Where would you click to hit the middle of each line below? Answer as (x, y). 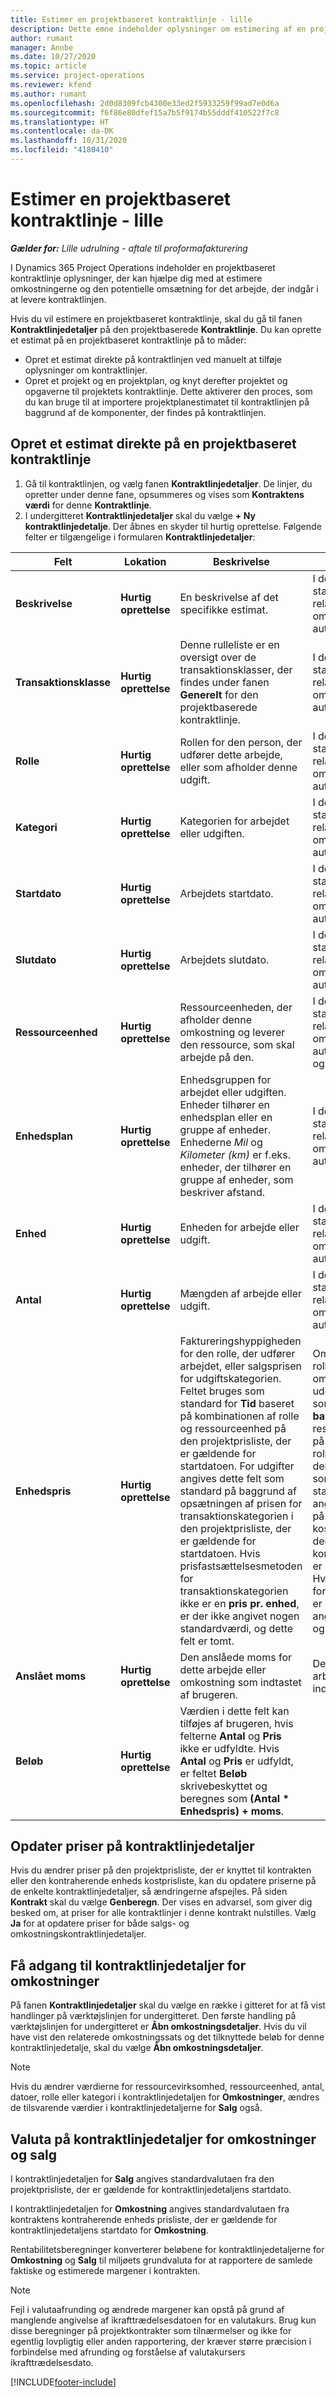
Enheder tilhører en (224, 1104)
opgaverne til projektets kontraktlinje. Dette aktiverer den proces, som (168, 391)
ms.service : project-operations (77, 76)
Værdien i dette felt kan (234, 1711)
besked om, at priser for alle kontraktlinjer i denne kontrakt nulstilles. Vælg (163, 1913)
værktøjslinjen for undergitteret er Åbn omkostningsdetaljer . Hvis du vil (158, 2027)
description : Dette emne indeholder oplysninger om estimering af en (158, 29)
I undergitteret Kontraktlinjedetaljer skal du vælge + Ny (140, 515)
